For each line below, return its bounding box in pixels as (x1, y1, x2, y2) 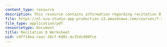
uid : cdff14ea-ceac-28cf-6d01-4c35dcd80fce (5, 35, 97, 40)
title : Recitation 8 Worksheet (5, 30, 70, 35)
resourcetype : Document (5, 25, 55, 30)
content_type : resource (5, 7, 55, 12)
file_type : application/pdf (5, 21, 64, 26)
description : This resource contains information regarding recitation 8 (5, 12, 162, 17)
